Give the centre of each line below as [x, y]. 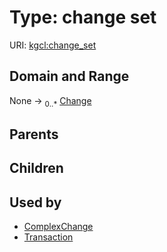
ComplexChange [58, 227]
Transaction [48, 237]
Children [36, 168]
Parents [34, 134]
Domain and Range [69, 76]
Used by [35, 202]
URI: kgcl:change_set [53, 45]
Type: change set [83, 17]
